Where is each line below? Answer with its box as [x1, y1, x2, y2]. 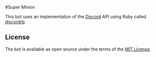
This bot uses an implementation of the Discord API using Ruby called [5, 14, 147, 19]
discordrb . [5, 19, 26, 25]
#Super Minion [5, 4, 35, 10]
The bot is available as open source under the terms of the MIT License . [5, 46, 151, 52]
